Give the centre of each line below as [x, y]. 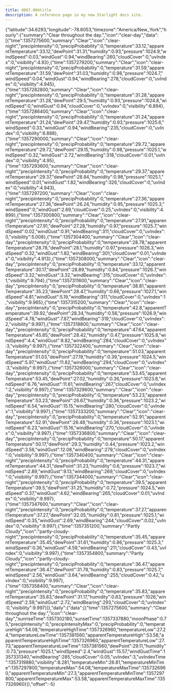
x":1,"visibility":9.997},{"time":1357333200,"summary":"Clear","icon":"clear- [85, 411]
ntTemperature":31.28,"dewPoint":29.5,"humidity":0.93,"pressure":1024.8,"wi [86, 100]
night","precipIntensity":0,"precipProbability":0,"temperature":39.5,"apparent [86, 482]
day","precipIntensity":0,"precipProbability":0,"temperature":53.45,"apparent [86, 373]
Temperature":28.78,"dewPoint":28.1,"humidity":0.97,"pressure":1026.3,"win [85, 247]
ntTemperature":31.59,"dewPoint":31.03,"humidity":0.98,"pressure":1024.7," [84, 73]
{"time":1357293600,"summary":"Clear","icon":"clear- [62, 166]
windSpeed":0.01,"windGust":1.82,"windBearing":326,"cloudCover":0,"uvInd [85, 182]
